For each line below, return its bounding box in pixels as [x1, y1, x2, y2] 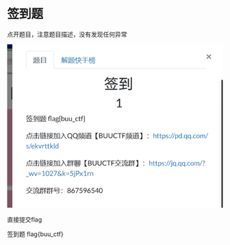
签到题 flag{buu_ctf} [7, 230, 64, 238]
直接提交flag [7, 215, 42, 223]
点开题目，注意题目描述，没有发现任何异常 [7, 30, 127, 38]
